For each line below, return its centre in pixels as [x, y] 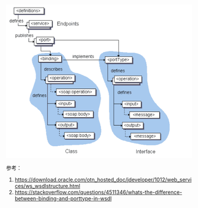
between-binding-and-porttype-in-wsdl [63, 198]
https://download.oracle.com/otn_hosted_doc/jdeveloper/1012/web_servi [103, 180]
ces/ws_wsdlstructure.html [47, 186]
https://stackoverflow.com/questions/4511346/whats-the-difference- [98, 192]
